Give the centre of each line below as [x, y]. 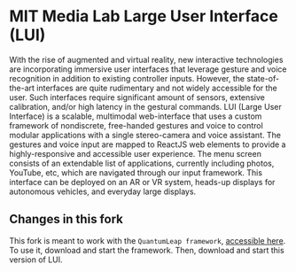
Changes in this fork [66, 219]
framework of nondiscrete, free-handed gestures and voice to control [136, 125]
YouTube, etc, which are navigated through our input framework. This [136, 172]
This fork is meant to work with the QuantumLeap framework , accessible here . [148, 240]
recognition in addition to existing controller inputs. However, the [127, 78]
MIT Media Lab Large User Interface [144, 16]
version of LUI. [36, 260]
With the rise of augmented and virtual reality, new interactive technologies [146, 59]
